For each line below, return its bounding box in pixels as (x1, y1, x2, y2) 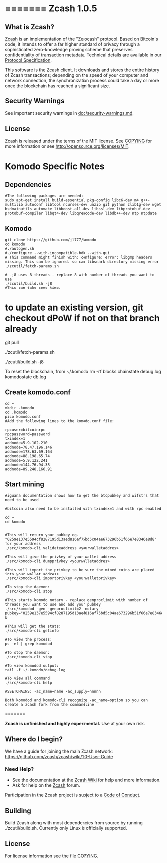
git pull (5, 339, 19, 346)
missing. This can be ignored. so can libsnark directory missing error (5, 259, 159, 264)
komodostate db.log (5, 374, 46, 380)
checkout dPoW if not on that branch (5, 312, 160, 324)
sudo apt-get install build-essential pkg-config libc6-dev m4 (5, 197, 139, 203)
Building (5, 806, 31, 815)
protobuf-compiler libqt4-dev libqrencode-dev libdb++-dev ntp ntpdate (5, 211, 157, 216)
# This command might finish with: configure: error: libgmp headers (5, 255, 153, 260)
